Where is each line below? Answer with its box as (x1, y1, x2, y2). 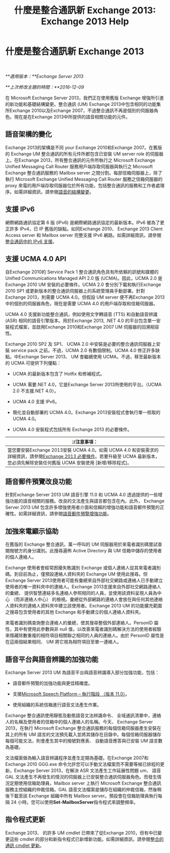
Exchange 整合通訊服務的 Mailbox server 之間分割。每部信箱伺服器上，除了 (5, 170, 163, 176)
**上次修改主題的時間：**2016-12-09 (5, 84, 84, 90)
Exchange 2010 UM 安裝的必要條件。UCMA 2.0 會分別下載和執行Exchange (5, 281, 161, 288)
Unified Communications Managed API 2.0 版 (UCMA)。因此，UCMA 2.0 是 (5, 275, 163, 281)
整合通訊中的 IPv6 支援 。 (5, 238, 57, 245)
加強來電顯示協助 (5, 527, 59, 536)
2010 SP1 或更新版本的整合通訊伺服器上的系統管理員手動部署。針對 (5, 288, 145, 294)
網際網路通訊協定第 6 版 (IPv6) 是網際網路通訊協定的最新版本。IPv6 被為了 (5, 219, 160, 225)
